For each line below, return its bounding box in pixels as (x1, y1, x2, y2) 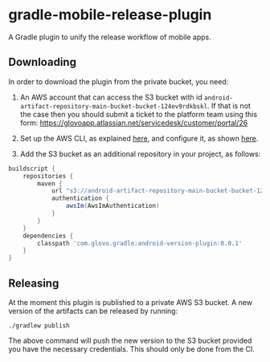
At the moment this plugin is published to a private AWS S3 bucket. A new (8, 297, 253, 307)
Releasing (8, 276, 59, 290)
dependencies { (22, 231, 74, 240)
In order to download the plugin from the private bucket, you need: (8, 76, 229, 86)
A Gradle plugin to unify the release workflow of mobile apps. (8, 32, 211, 42)
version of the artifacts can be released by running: (8, 306, 178, 315)
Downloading (8, 55, 76, 69)
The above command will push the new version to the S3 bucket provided (8, 336, 252, 345)
